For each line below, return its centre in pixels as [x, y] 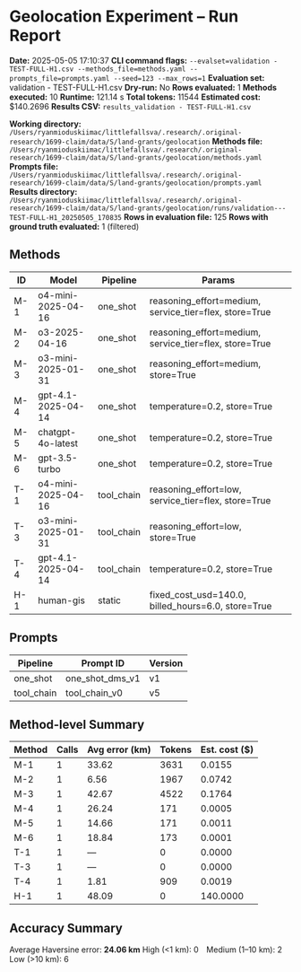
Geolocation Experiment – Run [124, 17]
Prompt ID [103, 663]
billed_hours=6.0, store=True [211, 606]
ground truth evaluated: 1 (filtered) [74, 226]
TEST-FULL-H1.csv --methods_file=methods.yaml [98, 69]
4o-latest [58, 443]
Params [218, 280]
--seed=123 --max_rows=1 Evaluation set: [189, 77]
